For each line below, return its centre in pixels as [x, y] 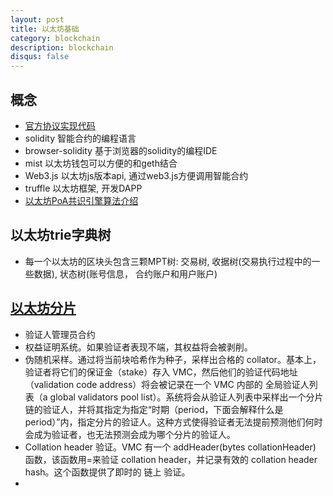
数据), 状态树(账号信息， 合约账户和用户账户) [125, 273]
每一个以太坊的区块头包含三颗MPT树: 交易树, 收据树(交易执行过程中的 [168, 261]
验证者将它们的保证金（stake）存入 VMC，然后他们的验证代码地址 [161, 372]
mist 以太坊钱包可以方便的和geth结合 [101, 163]
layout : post [37, 19]
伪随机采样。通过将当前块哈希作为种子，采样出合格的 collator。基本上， [173, 359]
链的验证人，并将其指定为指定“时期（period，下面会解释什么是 [154, 409]
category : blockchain [55, 38]
